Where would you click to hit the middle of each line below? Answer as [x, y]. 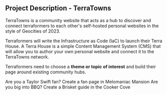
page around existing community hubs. [46, 72]
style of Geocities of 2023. [33, 31]
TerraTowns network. [27, 57]
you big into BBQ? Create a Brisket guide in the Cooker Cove [68, 87]
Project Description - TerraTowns [58, 8]
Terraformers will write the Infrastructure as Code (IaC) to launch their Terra [84, 41]
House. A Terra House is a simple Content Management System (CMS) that [83, 46]
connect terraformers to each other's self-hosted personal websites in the [82, 26]
